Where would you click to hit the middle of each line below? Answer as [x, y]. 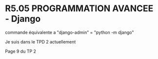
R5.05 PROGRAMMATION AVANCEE [79, 9]
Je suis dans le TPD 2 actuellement [40, 41]
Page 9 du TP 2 [21, 51]
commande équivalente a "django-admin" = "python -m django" [69, 32]
